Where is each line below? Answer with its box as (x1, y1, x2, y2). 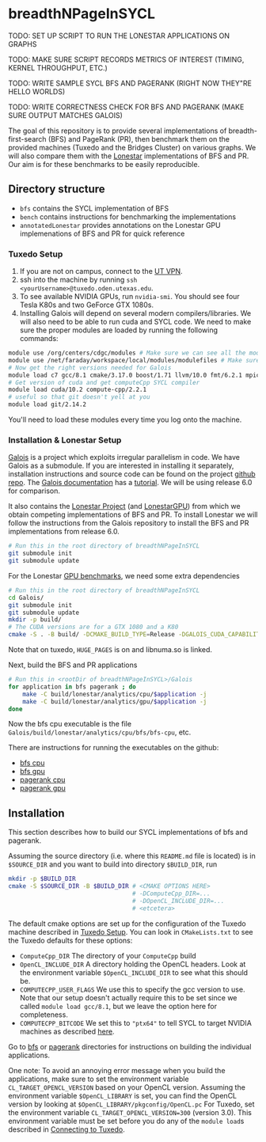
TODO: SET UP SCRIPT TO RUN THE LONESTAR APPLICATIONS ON (8, 31, 230, 40)
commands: (19, 334, 59, 343)
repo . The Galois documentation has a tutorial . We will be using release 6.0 (8, 478, 253, 488)
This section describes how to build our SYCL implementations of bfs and (8, 828, 248, 837)
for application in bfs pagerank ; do (8, 682, 136, 691)
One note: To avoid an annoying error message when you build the (8, 1065, 226, 1075)
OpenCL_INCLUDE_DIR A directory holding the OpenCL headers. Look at (19, 959, 246, 969)
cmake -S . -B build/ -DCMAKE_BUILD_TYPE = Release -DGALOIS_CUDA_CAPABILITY (8, 631, 264, 639)
